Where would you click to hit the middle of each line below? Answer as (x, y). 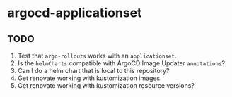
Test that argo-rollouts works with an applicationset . (97, 56)
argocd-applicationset (75, 13)
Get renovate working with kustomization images (89, 78)
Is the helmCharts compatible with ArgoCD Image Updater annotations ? (121, 63)
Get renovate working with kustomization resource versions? (106, 85)
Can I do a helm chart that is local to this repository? (93, 71)
